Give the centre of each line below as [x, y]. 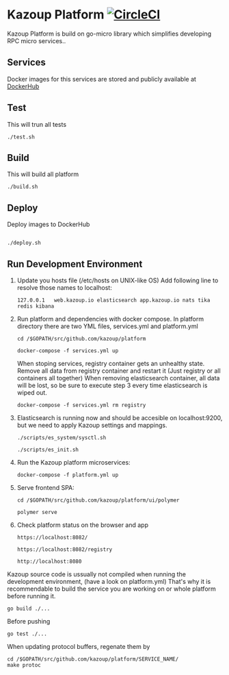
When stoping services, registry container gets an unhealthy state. [111, 364]
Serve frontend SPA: [45, 488]
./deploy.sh [24, 243]
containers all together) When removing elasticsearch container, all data [118, 378]
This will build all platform [43, 174]
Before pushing [29, 621]
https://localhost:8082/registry [65, 550]
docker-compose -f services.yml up [68, 351]
